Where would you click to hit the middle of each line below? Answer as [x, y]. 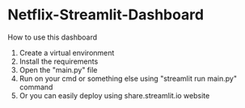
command [36, 87]
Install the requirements [59, 61]
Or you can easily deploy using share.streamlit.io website [114, 95]
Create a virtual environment [67, 52]
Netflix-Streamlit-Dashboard [106, 15]
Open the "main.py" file [58, 69]
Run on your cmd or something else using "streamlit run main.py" [128, 78]
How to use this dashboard [53, 37]
